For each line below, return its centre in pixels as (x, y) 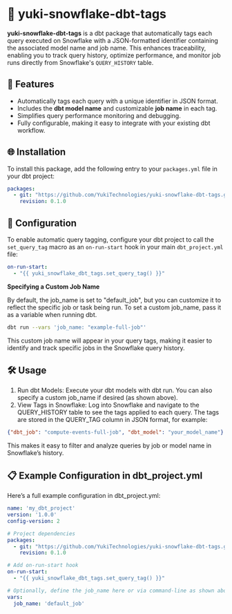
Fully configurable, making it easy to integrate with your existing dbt (114, 123)
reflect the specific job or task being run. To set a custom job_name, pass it (114, 307)
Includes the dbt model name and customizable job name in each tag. (117, 108)
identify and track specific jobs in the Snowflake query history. (96, 347)
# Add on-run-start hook (43, 566)
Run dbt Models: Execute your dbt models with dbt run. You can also (115, 390)
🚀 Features (31, 85)
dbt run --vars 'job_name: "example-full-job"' (77, 327)
